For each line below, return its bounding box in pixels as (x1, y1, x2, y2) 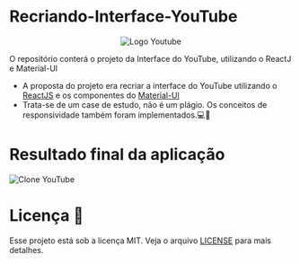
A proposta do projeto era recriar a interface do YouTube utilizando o (22, 80, 278, 91)
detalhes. (9, 244, 44, 255)
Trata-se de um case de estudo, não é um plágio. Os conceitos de (22, 99, 268, 110)
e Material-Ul (9, 63, 58, 74)
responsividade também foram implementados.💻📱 (22, 110, 211, 120)
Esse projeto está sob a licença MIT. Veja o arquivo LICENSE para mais (9, 235, 272, 246)
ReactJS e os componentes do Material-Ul (22, 90, 180, 101)
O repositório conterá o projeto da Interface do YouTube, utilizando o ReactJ (9, 53, 292, 64)
